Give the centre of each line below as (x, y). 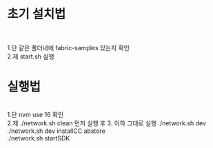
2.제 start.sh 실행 (31, 56)
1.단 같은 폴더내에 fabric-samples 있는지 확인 (68, 47)
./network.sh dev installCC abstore (56, 131)
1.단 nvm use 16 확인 (35, 114)
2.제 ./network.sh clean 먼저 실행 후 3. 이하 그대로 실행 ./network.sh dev (107, 123)
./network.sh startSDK (39, 138)
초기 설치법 (37, 14)
